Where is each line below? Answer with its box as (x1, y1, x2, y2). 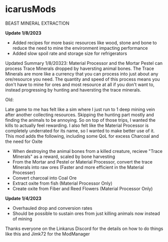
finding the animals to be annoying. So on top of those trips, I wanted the (5, 117, 156, 123)
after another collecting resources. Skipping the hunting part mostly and (5, 112, 154, 118)
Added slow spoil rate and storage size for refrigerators (12, 50, 127, 56)
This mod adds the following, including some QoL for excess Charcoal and (5, 133, 159, 139)
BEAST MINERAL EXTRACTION (5, 20, 69, 26)
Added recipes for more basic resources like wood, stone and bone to (12, 39, 157, 46)
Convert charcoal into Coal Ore (12, 175, 77, 181)
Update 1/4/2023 (5, 195, 42, 201)
